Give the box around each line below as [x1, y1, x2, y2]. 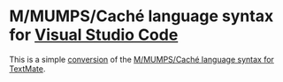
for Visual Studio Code [9, 25, 179, 45]
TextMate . [9, 63, 46, 74]
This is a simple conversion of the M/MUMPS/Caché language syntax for [9, 54, 274, 64]
